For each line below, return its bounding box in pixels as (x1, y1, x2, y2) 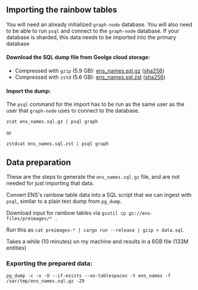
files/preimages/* (6, 216, 52, 222)
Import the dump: (6, 87, 51, 94)
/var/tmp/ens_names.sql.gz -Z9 (6, 278, 85, 285)
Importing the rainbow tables (6, 5, 117, 15)
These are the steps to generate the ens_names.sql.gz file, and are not (6, 173, 180, 180)
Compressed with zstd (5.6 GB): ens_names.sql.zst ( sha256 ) (14, 73, 166, 81)
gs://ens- (128, 211, 153, 217)
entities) (6, 244, 27, 251)
